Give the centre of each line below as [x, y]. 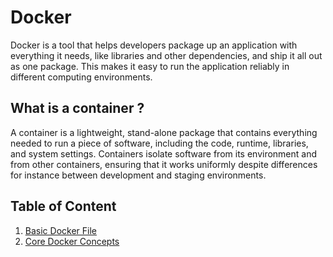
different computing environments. [81, 77]
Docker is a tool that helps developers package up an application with [154, 45]
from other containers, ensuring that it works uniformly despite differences [164, 164]
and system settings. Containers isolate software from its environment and [164, 153]
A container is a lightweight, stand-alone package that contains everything [164, 132]
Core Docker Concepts [72, 241]
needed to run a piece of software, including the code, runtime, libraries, [159, 143]
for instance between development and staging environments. [138, 175]
